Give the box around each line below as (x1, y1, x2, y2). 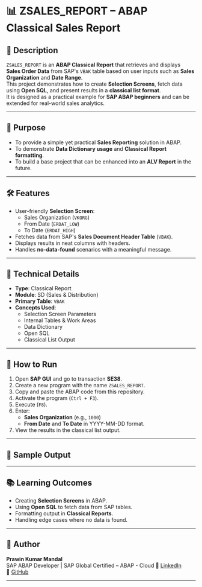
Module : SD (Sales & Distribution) (14, 291, 99, 299)
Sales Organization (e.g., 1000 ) (23, 414, 101, 421)
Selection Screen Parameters (23, 311, 97, 318)
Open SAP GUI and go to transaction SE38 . (14, 375, 122, 382)
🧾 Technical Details (6, 269, 80, 279)
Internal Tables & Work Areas (23, 317, 96, 324)
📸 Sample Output (6, 449, 71, 460)
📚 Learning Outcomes (6, 478, 93, 488)
